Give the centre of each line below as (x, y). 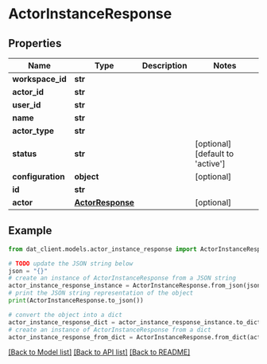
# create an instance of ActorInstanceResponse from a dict (110, 330)
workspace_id (39, 79)
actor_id (28, 92)
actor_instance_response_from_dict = (71, 337)
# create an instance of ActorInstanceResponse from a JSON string (122, 278)
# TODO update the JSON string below (71, 264)
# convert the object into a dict (66, 315)
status (25, 154)
